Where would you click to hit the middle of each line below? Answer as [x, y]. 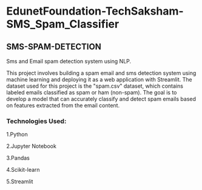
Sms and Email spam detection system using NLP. [69, 61]
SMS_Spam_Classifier [63, 24]
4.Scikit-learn [23, 170]
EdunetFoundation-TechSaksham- [95, 11]
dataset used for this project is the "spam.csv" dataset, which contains [95, 86]
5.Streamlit [20, 181]
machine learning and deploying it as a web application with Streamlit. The [99, 79]
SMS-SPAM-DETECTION [54, 47]
